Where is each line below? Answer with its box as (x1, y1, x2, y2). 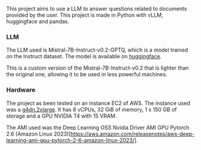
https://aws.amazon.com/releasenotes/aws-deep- (71, 130, 195, 137)
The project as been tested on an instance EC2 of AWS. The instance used (6, 99, 190, 107)
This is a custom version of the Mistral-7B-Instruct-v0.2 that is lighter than (6, 64, 189, 71)
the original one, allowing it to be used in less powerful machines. (6, 71, 167, 78)
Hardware (6, 86, 36, 94)
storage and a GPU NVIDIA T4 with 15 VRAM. (6, 112, 117, 119)
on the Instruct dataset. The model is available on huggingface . (6, 53, 162, 60)
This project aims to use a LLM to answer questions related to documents (6, 5, 187, 12)
